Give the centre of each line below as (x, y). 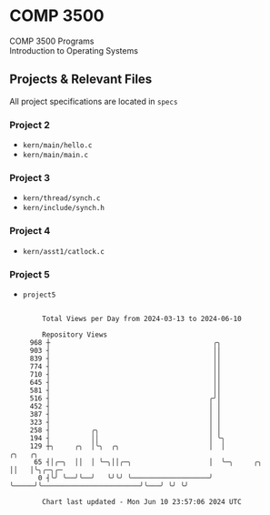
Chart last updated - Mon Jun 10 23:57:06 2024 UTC (142, 501)
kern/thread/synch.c (61, 198)
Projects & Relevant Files (81, 80)
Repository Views (75, 334)
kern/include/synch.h (63, 208)
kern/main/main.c (55, 156)
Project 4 (30, 231)
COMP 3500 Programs (52, 41)
